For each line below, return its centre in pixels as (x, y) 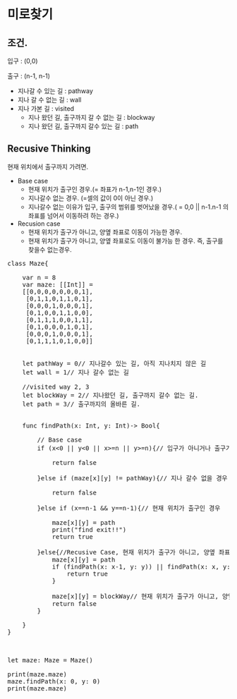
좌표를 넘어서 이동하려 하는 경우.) (73, 215)
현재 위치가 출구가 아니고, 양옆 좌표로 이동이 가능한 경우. (105, 232)
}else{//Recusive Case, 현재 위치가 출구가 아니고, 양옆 (126, 552)
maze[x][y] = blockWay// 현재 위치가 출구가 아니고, (135, 596)
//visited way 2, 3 (56, 387)
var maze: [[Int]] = (57, 284)
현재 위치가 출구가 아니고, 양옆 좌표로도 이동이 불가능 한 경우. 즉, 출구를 (126, 241)
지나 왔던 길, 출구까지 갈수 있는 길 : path (83, 126)
